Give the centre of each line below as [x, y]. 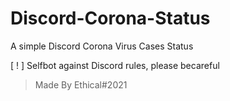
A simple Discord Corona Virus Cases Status [102, 46]
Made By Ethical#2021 [81, 84]
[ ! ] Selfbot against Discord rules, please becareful [115, 65]
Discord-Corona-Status [110, 18]
